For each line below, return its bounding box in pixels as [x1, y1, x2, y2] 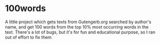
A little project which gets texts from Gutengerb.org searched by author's [5, 19, 152, 25]
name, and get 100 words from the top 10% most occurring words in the [5, 24, 149, 29]
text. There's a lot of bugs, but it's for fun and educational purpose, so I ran [5, 29, 156, 35]
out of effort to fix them [5, 34, 52, 40]
